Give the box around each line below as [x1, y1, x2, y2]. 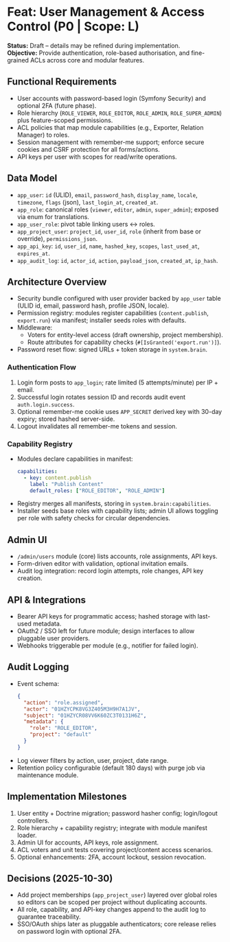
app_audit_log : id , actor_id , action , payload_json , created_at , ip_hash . [16, 256, 218, 264]
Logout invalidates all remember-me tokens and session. [16, 422, 177, 430]
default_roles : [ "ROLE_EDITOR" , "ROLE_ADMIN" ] [30, 487, 165, 494]
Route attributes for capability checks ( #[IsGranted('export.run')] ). [27, 338, 222, 347]
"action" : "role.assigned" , [23, 699, 104, 706]
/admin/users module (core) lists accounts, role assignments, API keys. [16, 552, 218, 560]
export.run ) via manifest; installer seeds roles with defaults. [16, 317, 187, 325]
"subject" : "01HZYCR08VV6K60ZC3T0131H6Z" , [23, 712, 147, 719]
